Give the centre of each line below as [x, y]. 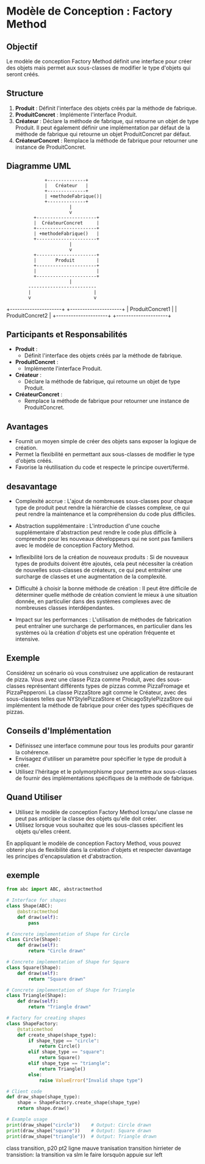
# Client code [24, 1091]
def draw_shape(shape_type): [43, 1097]
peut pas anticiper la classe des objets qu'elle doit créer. [86, 818]
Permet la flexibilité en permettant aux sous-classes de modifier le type [105, 454]
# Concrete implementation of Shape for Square [68, 962]
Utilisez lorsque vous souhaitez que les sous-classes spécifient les [99, 825]
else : [35, 1074]
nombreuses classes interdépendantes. [65, 608]
